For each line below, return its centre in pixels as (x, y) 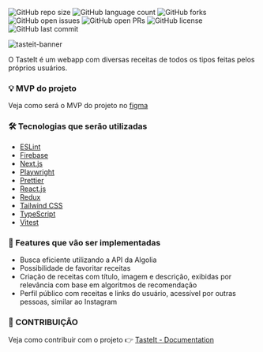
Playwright (37, 172)
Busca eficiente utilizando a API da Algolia (88, 260)
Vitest (29, 222)
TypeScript (38, 214)
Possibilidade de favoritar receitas (75, 268)
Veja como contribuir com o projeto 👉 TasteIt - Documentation (111, 340)
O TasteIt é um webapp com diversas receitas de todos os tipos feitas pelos (131, 60)
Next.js (31, 163)
